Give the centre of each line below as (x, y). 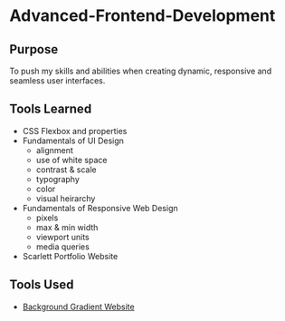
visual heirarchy (66, 198)
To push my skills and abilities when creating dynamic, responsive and (141, 71)
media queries (63, 247)
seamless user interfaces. (57, 81)
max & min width (67, 227)
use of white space (71, 160)
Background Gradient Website (78, 306)
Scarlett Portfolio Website (70, 256)
